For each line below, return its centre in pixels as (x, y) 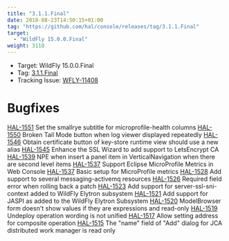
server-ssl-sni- (195, 186)
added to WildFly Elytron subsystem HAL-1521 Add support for (119, 193)
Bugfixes (34, 108)
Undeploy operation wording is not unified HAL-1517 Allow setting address (113, 215)
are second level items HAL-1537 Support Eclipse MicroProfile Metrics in (110, 164)
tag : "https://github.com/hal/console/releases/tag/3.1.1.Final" (103, 26)
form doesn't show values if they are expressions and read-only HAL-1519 (112, 208)
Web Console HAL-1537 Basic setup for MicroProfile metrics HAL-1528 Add (114, 171)
